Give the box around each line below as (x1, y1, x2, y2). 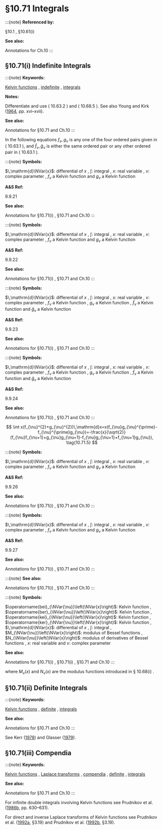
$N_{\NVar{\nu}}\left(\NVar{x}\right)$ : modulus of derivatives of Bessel (5, 635, 148, 640)
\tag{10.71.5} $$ (66, 440, 98, 446)
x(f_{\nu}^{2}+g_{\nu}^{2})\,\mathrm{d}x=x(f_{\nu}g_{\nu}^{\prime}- (20, 424, 158, 430)
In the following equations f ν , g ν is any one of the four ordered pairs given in (5, 136, 157, 144)
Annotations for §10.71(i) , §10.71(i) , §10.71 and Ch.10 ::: (5, 659, 115, 665)
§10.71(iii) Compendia (5, 748, 72, 757)
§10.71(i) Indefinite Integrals (5, 62, 91, 70)
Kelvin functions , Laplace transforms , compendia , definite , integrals (5, 771, 145, 777)
